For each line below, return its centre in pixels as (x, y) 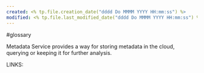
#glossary (19, 34)
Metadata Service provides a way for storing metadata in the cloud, (90, 46)
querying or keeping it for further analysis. (59, 52)
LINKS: (15, 65)
